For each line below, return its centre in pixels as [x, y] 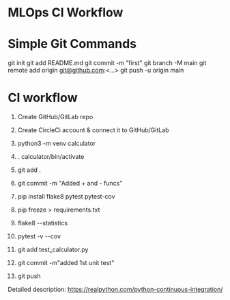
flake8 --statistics [42, 223]
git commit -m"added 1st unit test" [66, 263]
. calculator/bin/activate [51, 157]
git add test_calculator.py [53, 250]
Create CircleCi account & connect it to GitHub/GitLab [93, 130]
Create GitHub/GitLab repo [55, 117]
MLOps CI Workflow [66, 13]
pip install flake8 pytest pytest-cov [66, 197]
